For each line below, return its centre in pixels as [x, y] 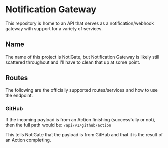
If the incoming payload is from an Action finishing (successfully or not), [80, 119]
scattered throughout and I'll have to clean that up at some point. [73, 62]
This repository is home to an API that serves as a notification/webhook [80, 23]
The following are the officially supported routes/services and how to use [82, 90]
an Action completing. [28, 140]
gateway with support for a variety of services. [54, 28]
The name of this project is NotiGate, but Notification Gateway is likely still [82, 57]
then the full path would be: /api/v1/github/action [58, 125]
